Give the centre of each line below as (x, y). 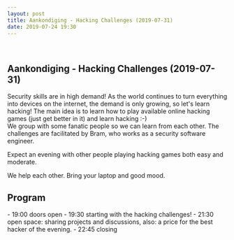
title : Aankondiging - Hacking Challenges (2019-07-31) (90, 20)
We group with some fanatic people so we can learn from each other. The (113, 126)
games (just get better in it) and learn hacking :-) (77, 119)
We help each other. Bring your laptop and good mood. (86, 176)
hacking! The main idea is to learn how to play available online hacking (109, 111)
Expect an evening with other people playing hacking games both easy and (115, 155)
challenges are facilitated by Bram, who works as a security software (107, 134)
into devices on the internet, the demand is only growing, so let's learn (109, 104)
